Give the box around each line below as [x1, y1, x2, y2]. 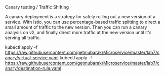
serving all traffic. [5, 35, 41, 40]
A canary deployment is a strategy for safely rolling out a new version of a [5, 14, 156, 19]
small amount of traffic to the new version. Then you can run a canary [5, 24, 147, 30]
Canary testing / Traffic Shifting [5, 4, 69, 10]
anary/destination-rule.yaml [5, 65, 62, 71]
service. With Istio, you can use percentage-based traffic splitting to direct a [5, 19, 161, 25]
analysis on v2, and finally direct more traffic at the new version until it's [5, 30, 152, 35]
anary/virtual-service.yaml [5, 55, 59, 61]
